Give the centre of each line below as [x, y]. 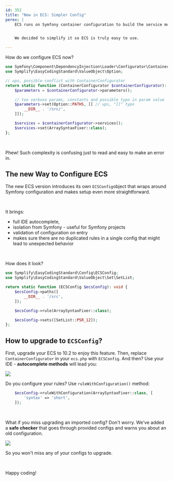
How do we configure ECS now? [39, 58]
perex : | [15, 20]
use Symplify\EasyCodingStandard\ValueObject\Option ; [64, 71]
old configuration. [24, 433]
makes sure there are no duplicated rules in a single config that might [86, 238]
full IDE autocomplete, [36, 222]
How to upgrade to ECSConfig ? [54, 340]
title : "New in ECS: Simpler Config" [46, 15]
